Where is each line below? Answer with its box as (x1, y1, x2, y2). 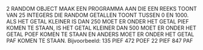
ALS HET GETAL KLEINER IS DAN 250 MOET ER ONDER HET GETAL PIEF (6, 18, 190, 25)
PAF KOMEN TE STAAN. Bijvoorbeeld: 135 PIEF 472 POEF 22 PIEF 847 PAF (6, 37, 193, 44)
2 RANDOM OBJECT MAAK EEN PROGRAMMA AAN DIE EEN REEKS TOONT (6, 5, 198, 12)
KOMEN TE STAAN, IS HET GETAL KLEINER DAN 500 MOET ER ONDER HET (6, 24, 196, 31)
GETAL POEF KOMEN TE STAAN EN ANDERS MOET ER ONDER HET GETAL (6, 31, 194, 38)
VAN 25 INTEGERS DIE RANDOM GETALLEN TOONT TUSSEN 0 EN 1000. (6, 11, 189, 19)
